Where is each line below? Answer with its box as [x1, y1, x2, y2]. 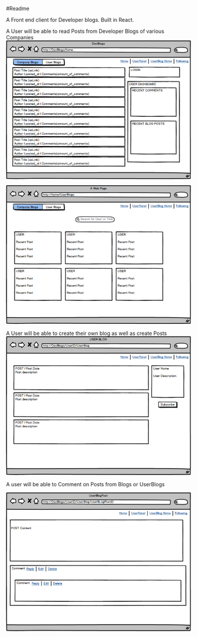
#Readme [6, 5, 29, 12]
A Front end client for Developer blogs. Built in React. [6, 16, 134, 23]
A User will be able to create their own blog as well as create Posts [6, 330, 167, 337]
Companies [6, 34, 34, 40]
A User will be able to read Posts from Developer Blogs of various [6, 28, 165, 35]
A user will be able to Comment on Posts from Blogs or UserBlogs [6, 481, 165, 487]
